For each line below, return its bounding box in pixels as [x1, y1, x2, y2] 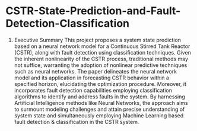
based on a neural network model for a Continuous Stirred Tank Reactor [14, 43, 190, 50]
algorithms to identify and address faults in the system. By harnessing [14, 93, 185, 100]
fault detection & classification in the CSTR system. [14, 118, 139, 125]
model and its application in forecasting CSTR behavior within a [14, 74, 170, 81]
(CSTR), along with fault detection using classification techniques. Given [14, 49, 191, 56]
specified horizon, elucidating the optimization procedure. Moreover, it [14, 80, 186, 87]
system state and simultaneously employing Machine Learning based [14, 111, 184, 119]
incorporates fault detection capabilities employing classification [14, 87, 173, 94]
